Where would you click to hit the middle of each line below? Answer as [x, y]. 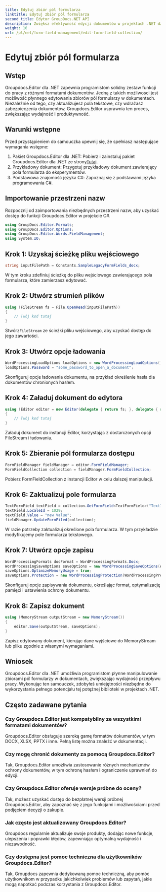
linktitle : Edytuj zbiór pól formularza [47, 14]
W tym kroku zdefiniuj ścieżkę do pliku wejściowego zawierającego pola [79, 275]
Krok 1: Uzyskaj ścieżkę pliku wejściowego [72, 254]
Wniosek [19, 661]
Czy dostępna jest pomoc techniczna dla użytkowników [74, 857]
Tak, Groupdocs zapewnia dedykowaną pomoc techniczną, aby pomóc [77, 874]
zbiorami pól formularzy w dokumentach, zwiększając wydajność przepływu [83, 679]
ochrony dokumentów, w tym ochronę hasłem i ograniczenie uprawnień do [81, 770]
